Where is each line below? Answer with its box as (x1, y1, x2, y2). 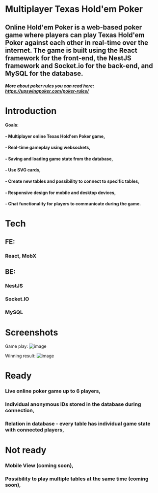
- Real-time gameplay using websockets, (5, 144, 91, 151)
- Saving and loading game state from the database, (5, 156, 113, 162)
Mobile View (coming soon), (5, 462, 74, 469)
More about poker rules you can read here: (5, 83, 94, 89)
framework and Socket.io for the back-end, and (5, 62, 153, 70)
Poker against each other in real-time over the (5, 38, 149, 47)
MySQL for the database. (5, 69, 83, 77)
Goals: (5, 122, 19, 128)
